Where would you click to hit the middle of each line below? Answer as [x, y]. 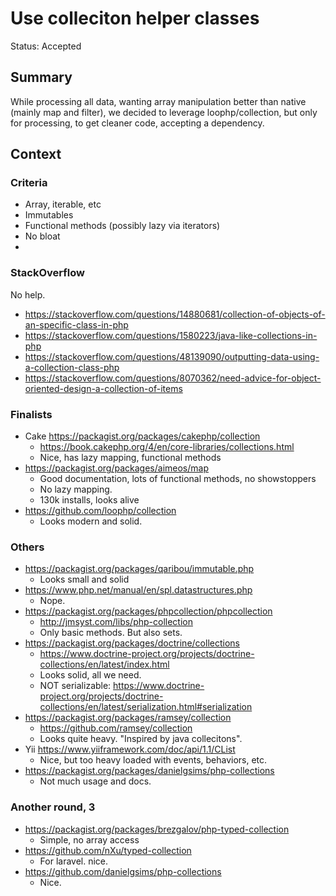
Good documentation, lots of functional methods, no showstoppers [178, 479]
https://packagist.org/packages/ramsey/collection [128, 718]
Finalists [31, 414]
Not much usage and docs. [95, 781]
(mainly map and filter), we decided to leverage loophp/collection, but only [164, 112]
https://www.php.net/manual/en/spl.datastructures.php [138, 590]
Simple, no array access [89, 839]
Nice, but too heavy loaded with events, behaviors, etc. [153, 760]
